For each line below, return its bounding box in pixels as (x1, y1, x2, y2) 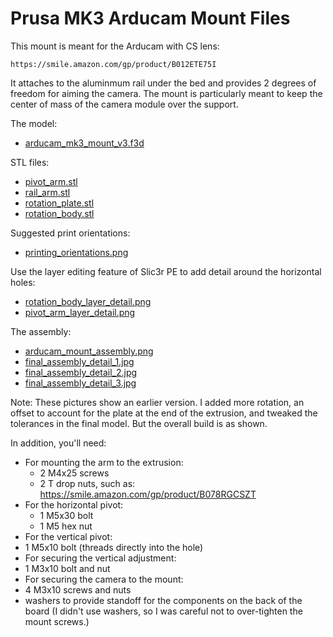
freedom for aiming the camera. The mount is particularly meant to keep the (10, 87, 323, 99)
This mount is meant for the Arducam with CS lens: (10, 40, 220, 52)
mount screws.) (24, 615, 90, 627)
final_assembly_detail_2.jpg (24, 366, 138, 378)
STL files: (10, 156, 50, 168)
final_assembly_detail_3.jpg (24, 377, 137, 389)
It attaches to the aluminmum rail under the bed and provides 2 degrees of (10, 77, 317, 89)
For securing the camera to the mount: (24, 573, 184, 585)
